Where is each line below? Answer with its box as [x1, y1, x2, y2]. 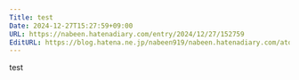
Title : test [9, 12, 53, 22]
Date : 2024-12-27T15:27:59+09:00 [9, 21, 133, 30]
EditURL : [9, 37, 42, 47]
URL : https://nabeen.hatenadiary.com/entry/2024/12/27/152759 [9, 29, 245, 38]
